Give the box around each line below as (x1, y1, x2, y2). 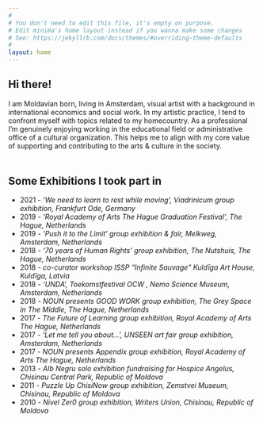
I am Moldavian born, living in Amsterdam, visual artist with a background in (8, 98, 255, 108)
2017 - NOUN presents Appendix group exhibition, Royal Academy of (19, 347, 246, 357)
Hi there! (8, 78, 52, 91)
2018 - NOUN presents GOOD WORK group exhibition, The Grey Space (19, 297, 252, 306)
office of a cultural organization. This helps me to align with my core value (8, 132, 250, 142)
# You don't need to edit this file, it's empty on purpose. (8, 19, 215, 27)
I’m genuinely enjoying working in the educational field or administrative (8, 124, 243, 133)
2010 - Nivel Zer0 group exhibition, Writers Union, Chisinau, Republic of (19, 397, 253, 407)
